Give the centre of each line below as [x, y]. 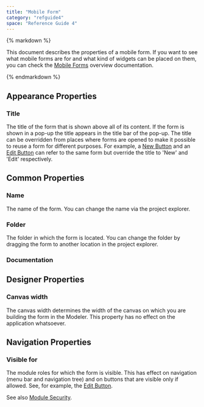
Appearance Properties [52, 96]
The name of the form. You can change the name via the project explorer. [98, 209]
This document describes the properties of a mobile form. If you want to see [102, 52]
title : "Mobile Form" [34, 12]
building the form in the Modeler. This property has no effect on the [91, 316]
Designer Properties [45, 280]
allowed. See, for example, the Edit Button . [60, 386]
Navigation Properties [49, 342]
